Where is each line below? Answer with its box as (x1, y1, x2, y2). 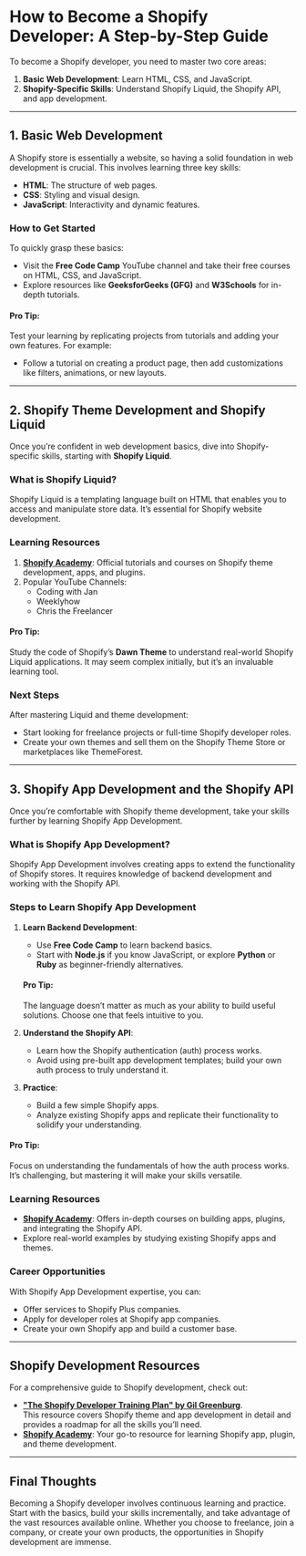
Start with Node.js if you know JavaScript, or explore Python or (36, 949, 276, 960)
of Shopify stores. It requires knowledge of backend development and (9, 868, 272, 879)
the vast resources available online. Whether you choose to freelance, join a (9, 1517, 294, 1529)
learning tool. (9, 666, 59, 677)
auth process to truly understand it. (36, 1064, 168, 1075)
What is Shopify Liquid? (9, 472, 117, 485)
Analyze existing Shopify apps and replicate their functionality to (36, 1109, 280, 1120)
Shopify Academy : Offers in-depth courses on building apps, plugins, (22, 1213, 286, 1224)
